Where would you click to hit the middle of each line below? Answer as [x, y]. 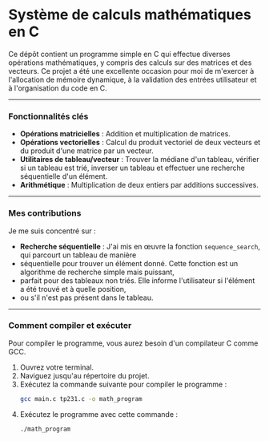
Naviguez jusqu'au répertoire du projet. [84, 375]
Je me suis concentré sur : [52, 231]
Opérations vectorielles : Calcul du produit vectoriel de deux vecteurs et [140, 143]
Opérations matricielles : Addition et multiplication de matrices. [125, 134]
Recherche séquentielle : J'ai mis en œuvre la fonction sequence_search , [140, 246]
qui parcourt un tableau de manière [78, 255]
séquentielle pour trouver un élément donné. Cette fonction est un [129, 263]
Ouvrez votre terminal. [57, 367]
